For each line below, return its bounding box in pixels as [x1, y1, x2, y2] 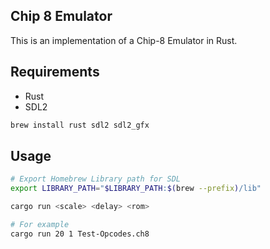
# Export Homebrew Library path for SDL [10, 174, 182, 184]
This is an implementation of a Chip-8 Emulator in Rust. [10, 34, 238, 46]
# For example [10, 219, 70, 229]
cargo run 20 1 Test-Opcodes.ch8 [10, 229, 150, 239]
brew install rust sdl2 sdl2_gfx [10, 120, 150, 130]
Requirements [10, 64, 100, 81]
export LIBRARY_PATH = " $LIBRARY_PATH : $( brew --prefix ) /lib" [10, 184, 262, 194]
